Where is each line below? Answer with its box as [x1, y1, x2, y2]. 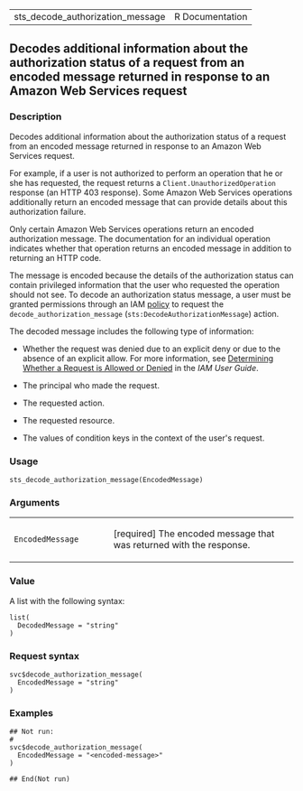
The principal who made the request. [22, 379, 161, 391]
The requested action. [22, 397, 106, 408]
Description [9, 110, 62, 123]
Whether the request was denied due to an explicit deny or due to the [22, 343, 281, 354]
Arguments [9, 496, 60, 508]
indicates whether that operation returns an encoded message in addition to [9, 243, 292, 254]
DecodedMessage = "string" [17, 620, 119, 630]
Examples [9, 706, 54, 719]
